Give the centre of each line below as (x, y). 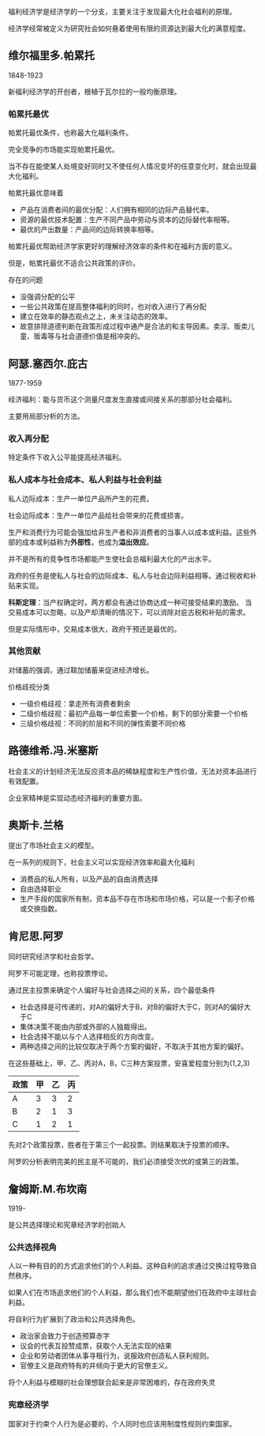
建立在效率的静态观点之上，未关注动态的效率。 (95, 317)
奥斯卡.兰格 (36, 825)
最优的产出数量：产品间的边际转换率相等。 (89, 230)
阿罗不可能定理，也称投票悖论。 (60, 974)
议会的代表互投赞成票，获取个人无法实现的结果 (95, 1346)
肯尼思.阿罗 (36, 936)
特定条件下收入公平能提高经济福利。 (67, 458)
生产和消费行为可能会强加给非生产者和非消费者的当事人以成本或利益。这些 (129, 532)
